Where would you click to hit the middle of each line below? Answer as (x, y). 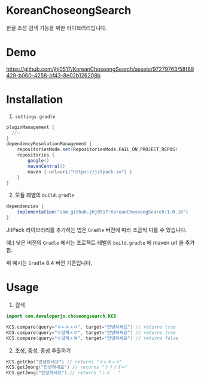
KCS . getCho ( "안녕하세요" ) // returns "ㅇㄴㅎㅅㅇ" (64, 362)
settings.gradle (35, 117)
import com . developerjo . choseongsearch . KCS (61, 316)
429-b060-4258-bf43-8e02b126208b (53, 75)
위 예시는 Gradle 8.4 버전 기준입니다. (49, 263)
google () (39, 161)
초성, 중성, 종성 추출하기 (43, 350)
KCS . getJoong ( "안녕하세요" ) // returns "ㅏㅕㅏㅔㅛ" (67, 367)
